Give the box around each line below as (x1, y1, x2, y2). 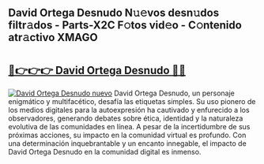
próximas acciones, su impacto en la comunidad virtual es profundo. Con (8, 130, 247, 140)
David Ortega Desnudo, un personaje (114, 88, 236, 98)
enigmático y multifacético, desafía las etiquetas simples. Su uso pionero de (8, 97, 256, 106)
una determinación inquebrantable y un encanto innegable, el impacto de (8, 139, 247, 148)
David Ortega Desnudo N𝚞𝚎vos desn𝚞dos (8, 6, 220, 20)
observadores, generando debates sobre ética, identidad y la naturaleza (8, 114, 243, 123)
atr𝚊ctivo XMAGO (8, 31, 98, 44)
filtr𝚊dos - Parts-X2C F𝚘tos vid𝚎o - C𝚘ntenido (8, 19, 243, 32)
